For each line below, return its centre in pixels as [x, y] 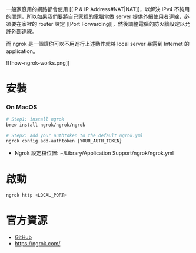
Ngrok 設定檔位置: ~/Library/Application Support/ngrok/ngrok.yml [94, 153]
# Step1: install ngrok [35, 119]
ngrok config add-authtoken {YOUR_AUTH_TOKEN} [64, 141]
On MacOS [22, 107]
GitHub [23, 237]
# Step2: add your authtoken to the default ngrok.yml [75, 136]
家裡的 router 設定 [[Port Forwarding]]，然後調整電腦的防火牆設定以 [103, 24]
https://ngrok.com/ [37, 243]
